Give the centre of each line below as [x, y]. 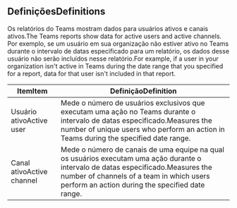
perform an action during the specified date [133, 185]
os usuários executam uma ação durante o [131, 158]
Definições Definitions [56, 12]
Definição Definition [144, 91]
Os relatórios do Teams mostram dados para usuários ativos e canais [108, 28]
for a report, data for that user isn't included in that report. [92, 73]
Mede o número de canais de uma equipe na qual [142, 149]
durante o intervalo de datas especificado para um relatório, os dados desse [119, 51]
